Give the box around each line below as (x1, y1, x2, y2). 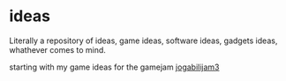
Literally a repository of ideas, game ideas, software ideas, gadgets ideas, (9, 35, 278, 46)
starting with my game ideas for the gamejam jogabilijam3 (9, 62, 220, 72)
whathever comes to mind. (9, 44, 106, 55)
